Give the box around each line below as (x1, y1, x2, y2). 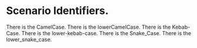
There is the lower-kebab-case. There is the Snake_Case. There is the (21, 29, 192, 36)
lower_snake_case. (6, 36, 52, 43)
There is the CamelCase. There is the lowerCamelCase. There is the (6, 23, 171, 30)
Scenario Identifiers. (6, 4, 109, 18)
